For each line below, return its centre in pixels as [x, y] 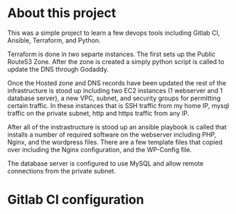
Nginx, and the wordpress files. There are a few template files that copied [115, 142]
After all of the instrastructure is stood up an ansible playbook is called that [117, 127]
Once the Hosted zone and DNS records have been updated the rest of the [117, 82]
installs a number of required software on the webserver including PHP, [112, 134]
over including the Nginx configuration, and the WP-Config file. [100, 149]
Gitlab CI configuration [76, 200]
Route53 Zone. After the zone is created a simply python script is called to [116, 61]
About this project [62, 13]
